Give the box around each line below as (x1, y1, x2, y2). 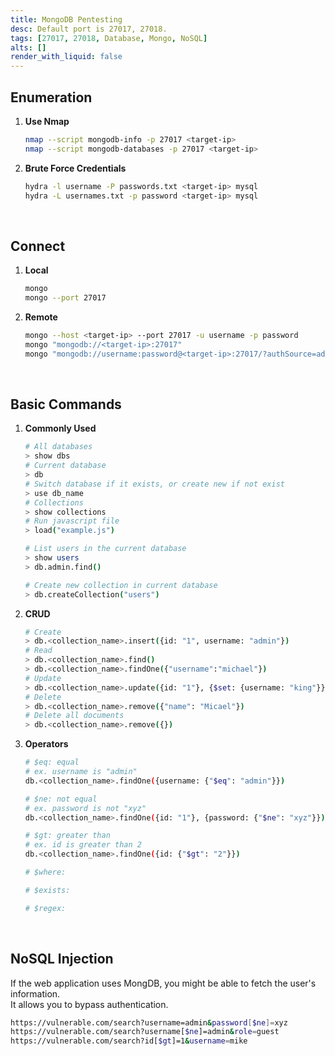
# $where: (24, 867, 67, 878)
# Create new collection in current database (24, 580, 218, 590)
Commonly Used (24, 422, 97, 435)
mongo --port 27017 (24, 293, 107, 303)
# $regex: (24, 903, 67, 913)
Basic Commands (10, 396, 122, 413)
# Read (24, 646, 53, 656)
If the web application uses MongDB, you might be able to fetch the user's (10, 977, 317, 989)
